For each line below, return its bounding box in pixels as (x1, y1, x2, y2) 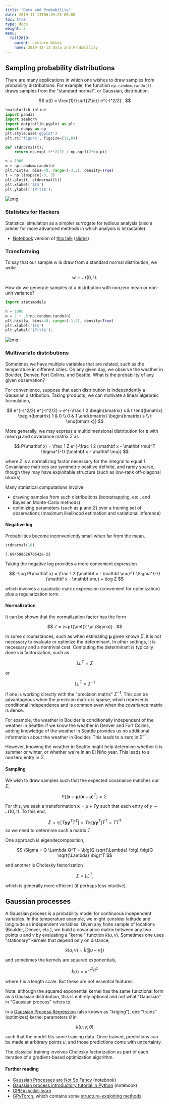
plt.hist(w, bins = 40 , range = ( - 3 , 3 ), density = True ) (5, 168, 114, 173)
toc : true (5, 17, 26, 22)
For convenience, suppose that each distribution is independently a (5, 387, 145, 393)
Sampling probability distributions (5, 64, 115, 72)
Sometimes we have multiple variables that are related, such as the (5, 361, 145, 367)
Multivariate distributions (5, 349, 69, 356)
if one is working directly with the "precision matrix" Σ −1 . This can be (5, 691, 148, 697)
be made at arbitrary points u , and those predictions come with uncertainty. (5, 1039, 162, 1045)
